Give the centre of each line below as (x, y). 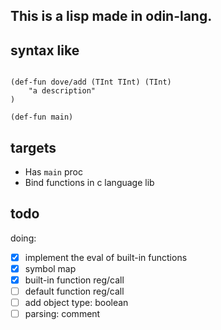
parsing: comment (62, 314)
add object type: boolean (76, 303)
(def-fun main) (42, 117)
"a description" (62, 91)
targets (33, 147)
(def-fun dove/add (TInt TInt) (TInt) (91, 82)
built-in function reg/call (74, 280)
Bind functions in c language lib (89, 183)
